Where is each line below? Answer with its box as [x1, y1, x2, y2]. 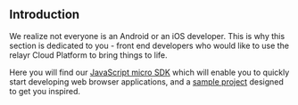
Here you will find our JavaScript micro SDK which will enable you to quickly [9, 67, 290, 77]
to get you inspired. [9, 85, 81, 96]
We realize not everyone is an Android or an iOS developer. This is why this [9, 30, 286, 41]
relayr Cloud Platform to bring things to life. [9, 49, 168, 61]
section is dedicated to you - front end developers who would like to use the [9, 40, 290, 51]
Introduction [9, 7, 80, 22]
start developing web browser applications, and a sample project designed [9, 76, 284, 87]
